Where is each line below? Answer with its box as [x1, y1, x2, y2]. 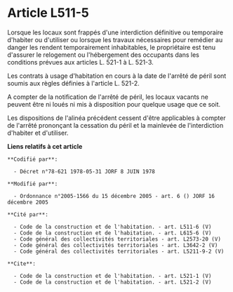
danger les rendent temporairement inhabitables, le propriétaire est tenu [7, 43, 216, 51]
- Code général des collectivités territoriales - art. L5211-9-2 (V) [13, 248, 225, 255]
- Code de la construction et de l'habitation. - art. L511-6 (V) [13, 223, 212, 230]
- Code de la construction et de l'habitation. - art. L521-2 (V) [13, 279, 212, 286]
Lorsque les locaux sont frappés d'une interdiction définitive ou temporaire [7, 28, 224, 36]
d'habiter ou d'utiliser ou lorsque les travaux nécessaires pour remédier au [7, 35, 223, 44]
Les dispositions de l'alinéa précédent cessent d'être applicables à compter [7, 114, 226, 122]
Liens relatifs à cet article [7, 142, 83, 150]
